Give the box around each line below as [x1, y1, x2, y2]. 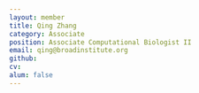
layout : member [9, 12, 65, 22]
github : [9, 54, 38, 63]
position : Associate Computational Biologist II [9, 37, 192, 47]
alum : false [9, 71, 53, 80]
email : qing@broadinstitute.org [9, 46, 128, 55]
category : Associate [9, 29, 86, 38]
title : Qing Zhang [9, 21, 77, 30]
